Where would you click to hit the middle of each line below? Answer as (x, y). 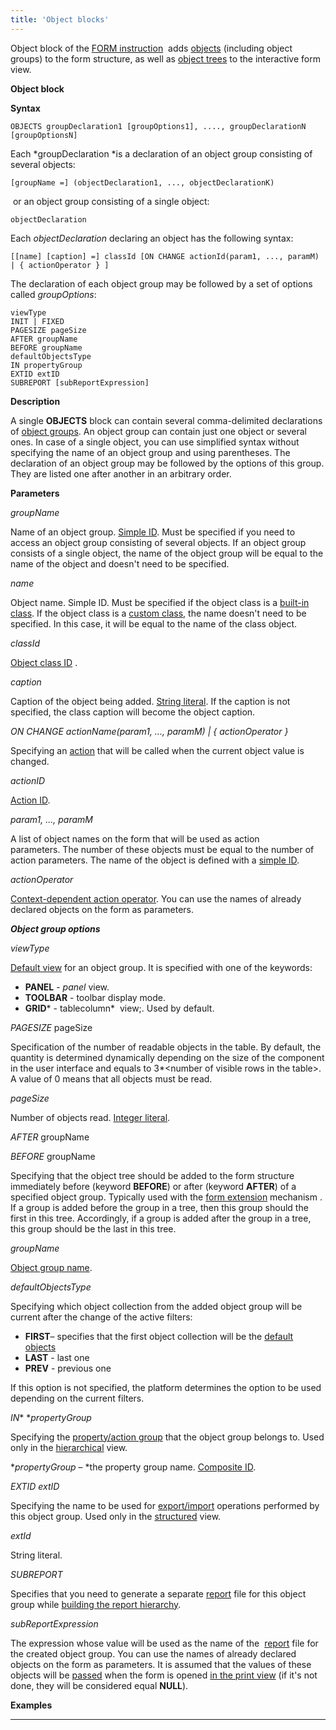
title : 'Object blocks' (60, 19)
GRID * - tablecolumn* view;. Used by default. (119, 1008)
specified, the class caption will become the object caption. (133, 712)
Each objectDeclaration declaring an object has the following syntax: (152, 238)
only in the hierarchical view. (69, 1447)
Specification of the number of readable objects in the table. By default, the (166, 1047)
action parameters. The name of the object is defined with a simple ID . (155, 860)
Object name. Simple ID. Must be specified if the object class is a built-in (160, 602)
